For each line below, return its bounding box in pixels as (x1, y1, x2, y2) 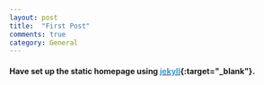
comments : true (9, 30, 66, 38)
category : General (9, 38, 78, 47)
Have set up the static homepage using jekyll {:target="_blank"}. (9, 65, 256, 76)
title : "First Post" (9, 21, 91, 30)
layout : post (9, 13, 58, 22)
